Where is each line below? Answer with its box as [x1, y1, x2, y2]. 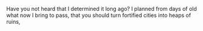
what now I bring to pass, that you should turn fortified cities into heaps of [6, 12, 191, 19]
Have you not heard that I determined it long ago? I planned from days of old [6, 5, 197, 12]
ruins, [6, 18, 21, 25]
